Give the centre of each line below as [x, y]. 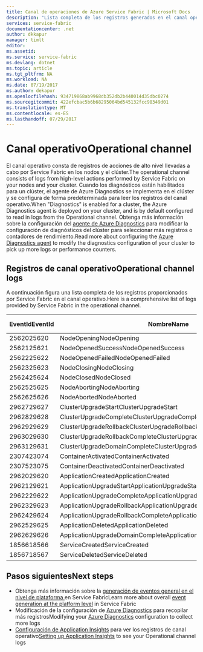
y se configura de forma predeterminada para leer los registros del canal [97, 198]
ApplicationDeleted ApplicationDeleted [114, 525]
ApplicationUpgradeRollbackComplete [114, 515]
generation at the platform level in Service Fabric [76, 604]
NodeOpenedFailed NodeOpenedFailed [115, 358]
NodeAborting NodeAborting [100, 387]
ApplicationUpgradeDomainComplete [113, 535]
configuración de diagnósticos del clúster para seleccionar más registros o [99, 230]
